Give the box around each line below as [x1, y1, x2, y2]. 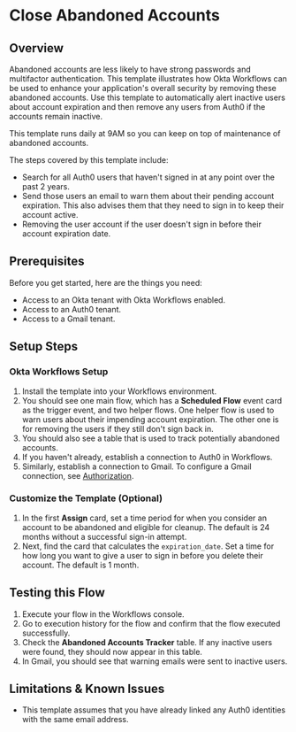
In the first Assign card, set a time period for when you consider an [21, 512, 268, 523]
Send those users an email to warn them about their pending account [21, 191, 275, 201]
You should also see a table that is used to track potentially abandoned [21, 433, 280, 443]
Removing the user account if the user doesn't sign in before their [21, 219, 262, 229]
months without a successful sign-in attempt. [21, 531, 187, 542]
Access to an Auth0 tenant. [21, 304, 122, 314]
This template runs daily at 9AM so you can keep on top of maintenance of [9, 128, 281, 138]
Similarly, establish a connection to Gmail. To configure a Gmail [21, 461, 252, 472]
